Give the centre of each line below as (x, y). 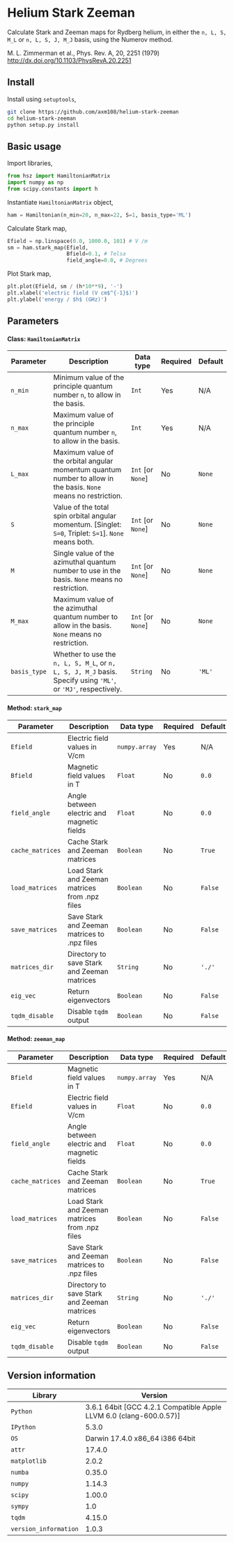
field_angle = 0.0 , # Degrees (107, 260)
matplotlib (29, 1461)
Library (45, 1395)
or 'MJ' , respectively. (88, 689)
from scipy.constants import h (53, 189)
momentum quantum (87, 470)
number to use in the (87, 571)
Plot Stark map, (29, 274)
